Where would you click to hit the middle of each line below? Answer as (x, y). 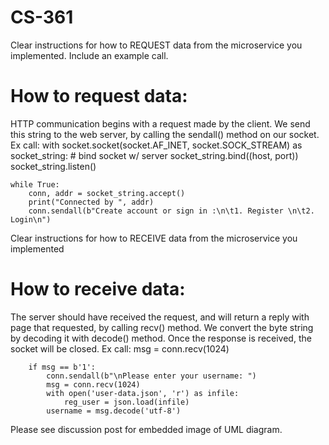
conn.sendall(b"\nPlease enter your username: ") (151, 376)
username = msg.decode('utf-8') (114, 411)
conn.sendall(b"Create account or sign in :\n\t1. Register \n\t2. (171, 211)
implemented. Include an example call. (89, 55)
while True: (35, 184)
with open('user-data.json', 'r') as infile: (143, 393)
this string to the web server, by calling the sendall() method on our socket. (165, 134)
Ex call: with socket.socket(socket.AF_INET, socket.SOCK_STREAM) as (156, 145)
